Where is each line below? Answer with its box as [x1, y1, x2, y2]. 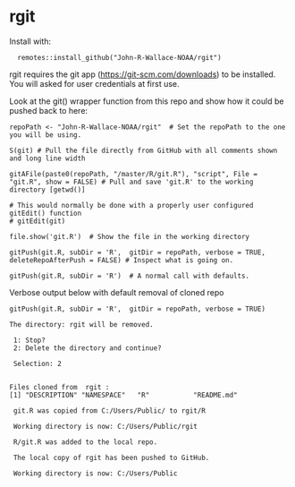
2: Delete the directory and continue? [13, 343, 163, 353]
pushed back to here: [9, 105, 88, 115]
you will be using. [9, 130, 82, 140]
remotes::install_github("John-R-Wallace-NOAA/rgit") [17, 53, 222, 62]
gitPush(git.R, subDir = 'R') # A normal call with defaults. [9, 271, 250, 280]
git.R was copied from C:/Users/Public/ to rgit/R [13, 406, 206, 415]
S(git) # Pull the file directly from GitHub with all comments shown [9, 146, 278, 155]
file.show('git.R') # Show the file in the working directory [9, 232, 250, 241]
